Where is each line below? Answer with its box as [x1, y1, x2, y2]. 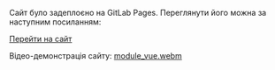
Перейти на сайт [9, 34, 73, 44]
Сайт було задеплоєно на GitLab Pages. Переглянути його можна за [9, 8, 267, 17]
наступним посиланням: [9, 17, 102, 27]
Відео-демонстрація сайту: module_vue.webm [9, 51, 183, 60]
